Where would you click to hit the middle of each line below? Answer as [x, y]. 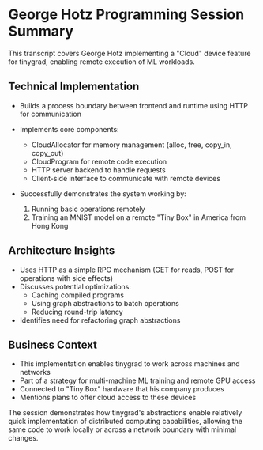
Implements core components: [70, 129]
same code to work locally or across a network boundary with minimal [122, 429]
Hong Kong [50, 225]
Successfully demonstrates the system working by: [103, 193]
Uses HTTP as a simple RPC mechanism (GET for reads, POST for [127, 270]
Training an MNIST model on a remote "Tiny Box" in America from [139, 217]
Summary [41, 31]
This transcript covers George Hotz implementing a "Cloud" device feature [130, 53]
